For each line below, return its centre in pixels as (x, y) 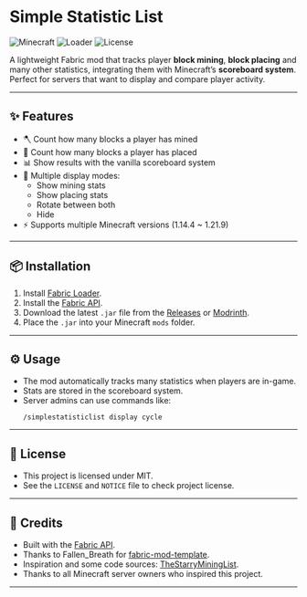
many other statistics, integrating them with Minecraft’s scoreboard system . (153, 69)
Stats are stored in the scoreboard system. (103, 391)
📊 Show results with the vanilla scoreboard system (119, 162)
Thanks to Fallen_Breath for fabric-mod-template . (116, 555)
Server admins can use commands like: (97, 401)
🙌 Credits (37, 523)
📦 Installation (50, 267)
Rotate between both (76, 204)
